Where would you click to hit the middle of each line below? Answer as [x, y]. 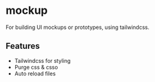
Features [23, 46]
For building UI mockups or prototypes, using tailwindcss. [77, 27]
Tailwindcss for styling [42, 60]
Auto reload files [35, 74]
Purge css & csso [36, 67]
